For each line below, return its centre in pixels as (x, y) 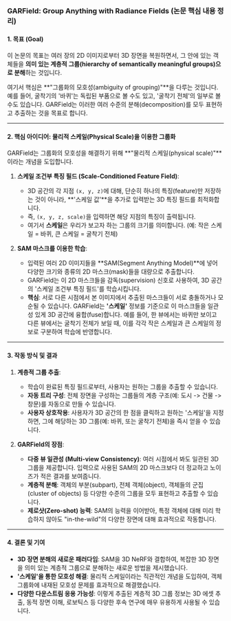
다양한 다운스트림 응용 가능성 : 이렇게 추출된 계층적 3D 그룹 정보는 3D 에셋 (115, 593)
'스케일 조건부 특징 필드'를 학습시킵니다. (88, 289)
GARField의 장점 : (41, 444)
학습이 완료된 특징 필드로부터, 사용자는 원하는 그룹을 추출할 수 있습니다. (123, 386)
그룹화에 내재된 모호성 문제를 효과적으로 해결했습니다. (89, 585)
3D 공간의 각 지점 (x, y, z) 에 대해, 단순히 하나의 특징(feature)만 (115, 191)
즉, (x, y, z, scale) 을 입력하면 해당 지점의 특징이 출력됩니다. (111, 217)
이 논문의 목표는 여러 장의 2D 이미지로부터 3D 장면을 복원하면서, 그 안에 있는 (109, 56)
